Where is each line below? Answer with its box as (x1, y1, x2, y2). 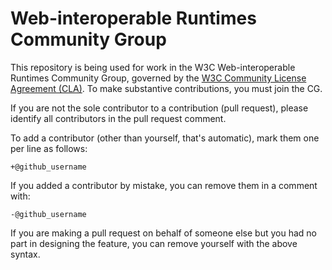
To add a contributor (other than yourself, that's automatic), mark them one (10, 132, 320, 144)
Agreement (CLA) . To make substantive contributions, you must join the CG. (10, 82, 323, 94)
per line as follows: (10, 142, 88, 154)
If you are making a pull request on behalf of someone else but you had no (10, 227, 317, 239)
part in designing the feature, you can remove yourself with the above (10, 237, 298, 249)
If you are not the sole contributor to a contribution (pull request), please (10, 102, 309, 114)
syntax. (10, 248, 41, 260)
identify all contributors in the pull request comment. (10, 112, 227, 124)
